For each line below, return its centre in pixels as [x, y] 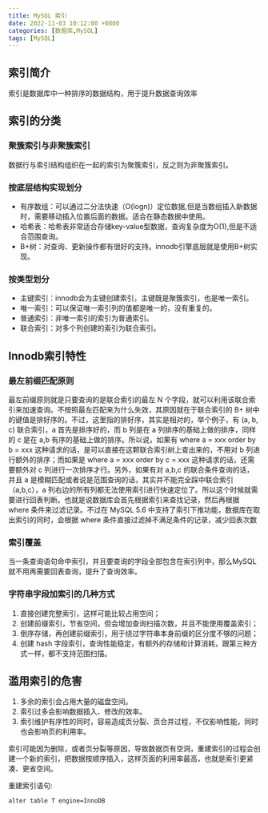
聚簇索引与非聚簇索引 [49, 146]
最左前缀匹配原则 [41, 380]
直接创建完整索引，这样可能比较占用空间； [90, 613]
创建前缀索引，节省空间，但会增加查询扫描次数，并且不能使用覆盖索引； [139, 623]
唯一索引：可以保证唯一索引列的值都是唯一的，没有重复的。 [118, 308]
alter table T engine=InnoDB [57, 801]
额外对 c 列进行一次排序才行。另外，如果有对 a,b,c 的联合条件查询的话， [134, 470]
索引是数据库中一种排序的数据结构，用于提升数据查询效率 [103, 94]
